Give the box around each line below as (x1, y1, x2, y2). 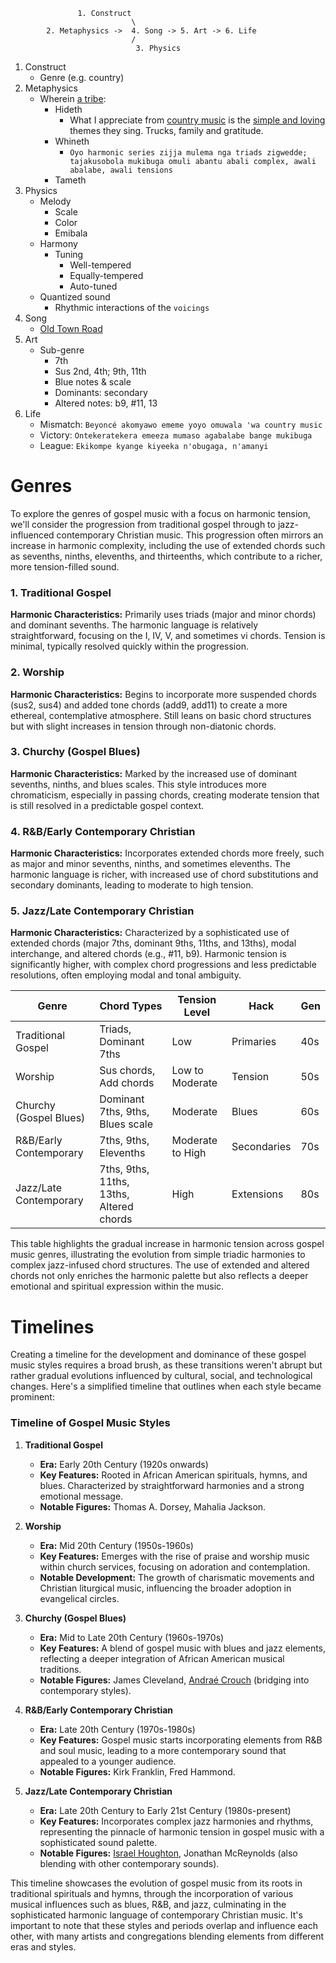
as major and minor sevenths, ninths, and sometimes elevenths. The (10, 858, 291, 870)
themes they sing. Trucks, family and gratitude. (69, 125, 264, 136)
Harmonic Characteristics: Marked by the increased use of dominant (10, 767, 298, 779)
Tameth (54, 174, 87, 186)
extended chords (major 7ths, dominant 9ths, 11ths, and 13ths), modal (10, 937, 297, 949)
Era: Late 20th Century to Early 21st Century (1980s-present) (39, 1804, 292, 1816)
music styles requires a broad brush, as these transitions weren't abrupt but (10, 1359, 323, 1371)
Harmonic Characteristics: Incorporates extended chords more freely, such (10, 847, 325, 859)
